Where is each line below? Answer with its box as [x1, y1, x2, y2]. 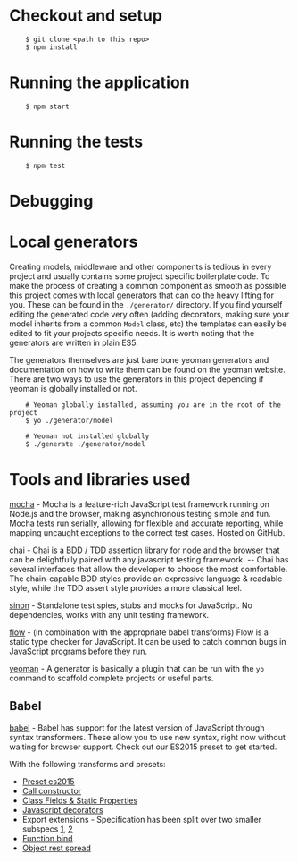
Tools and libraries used [9, 469, 191, 490]
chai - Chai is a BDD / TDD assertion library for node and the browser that [9, 545, 280, 555]
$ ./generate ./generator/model [25, 439, 145, 448]
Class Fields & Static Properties [21, 795, 138, 806]
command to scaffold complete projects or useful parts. [9, 672, 214, 683]
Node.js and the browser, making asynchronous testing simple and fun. [9, 508, 271, 519]
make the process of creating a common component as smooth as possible [9, 280, 286, 291]
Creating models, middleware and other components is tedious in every [9, 261, 272, 272]
